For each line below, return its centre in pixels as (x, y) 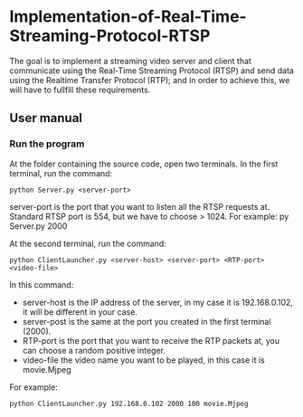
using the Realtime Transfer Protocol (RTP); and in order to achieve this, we (150, 80)
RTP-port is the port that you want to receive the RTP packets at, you (151, 340)
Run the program (47, 144)
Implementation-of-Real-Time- (128, 17)
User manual (46, 118)
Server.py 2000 (38, 226)
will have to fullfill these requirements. (80, 90)
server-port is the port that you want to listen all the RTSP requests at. (140, 206)
